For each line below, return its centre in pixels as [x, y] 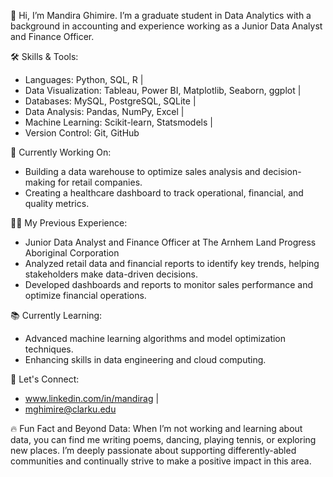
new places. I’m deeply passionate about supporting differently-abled [153, 450]
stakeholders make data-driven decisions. [111, 274]
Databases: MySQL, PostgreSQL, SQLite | [110, 101]
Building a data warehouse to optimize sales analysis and [142, 171]
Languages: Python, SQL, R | [84, 79]
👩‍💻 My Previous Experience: [69, 223]
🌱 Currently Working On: [61, 152]
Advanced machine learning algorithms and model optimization [155, 338]
